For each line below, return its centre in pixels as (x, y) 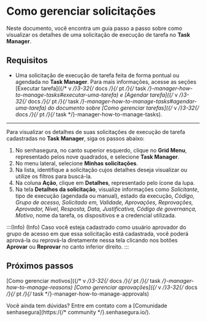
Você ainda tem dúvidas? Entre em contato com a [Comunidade (87, 305)
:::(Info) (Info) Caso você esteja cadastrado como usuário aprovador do (96, 227)
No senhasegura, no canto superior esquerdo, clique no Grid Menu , (101, 150)
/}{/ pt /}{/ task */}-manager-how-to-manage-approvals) (78, 294)
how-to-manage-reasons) (40, 287)
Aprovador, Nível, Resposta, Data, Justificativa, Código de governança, (106, 209)
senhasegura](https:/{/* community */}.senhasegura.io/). (78, 312)
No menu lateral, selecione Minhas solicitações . (77, 163)
